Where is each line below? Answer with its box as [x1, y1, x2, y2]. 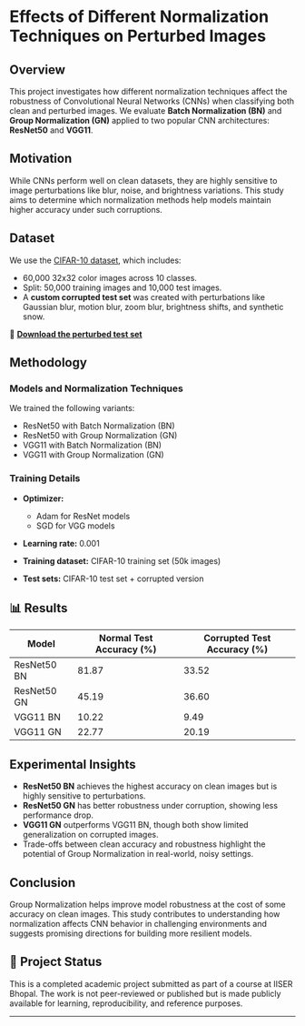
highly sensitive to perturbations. [22, 790, 146, 801]
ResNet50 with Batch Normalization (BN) [22, 420, 175, 431]
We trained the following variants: [9, 403, 135, 414]
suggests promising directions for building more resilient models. [9, 928, 252, 939]
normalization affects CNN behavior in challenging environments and [9, 919, 268, 930]
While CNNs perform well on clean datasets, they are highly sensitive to [9, 175, 278, 186]
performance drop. [22, 810, 93, 820]
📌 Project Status [9, 954, 103, 970]
